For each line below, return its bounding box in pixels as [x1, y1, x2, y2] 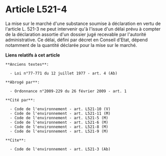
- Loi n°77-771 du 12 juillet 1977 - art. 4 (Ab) [10, 70, 117, 76]
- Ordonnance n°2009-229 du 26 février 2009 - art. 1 [10, 88, 127, 94]
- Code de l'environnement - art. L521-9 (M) [10, 128, 109, 134]
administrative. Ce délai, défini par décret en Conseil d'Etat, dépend [5, 37, 148, 43]
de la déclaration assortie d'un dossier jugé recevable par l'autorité [5, 31, 147, 37]
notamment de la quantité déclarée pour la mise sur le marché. [5, 42, 137, 48]
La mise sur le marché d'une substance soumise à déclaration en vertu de [5, 20, 161, 27]
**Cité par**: [5, 97, 36, 102]
